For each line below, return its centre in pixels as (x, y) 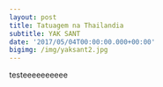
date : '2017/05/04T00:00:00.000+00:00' (82, 42)
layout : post (33, 17)
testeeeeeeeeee (39, 75)
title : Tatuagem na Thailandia (67, 25)
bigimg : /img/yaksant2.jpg (59, 50)
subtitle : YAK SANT (45, 33)
